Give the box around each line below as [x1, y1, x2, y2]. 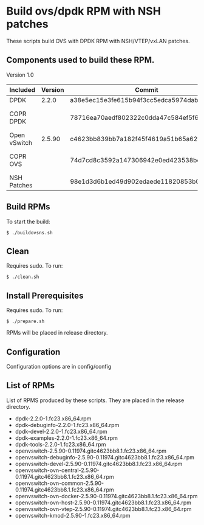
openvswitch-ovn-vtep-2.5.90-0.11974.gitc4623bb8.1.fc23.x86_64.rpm [15, 505, 192, 512]
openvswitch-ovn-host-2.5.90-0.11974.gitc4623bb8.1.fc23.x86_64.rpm [15, 499, 192, 506]
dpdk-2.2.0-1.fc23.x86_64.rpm [15, 415, 92, 422]
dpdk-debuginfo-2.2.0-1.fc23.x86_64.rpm [15, 421, 120, 428]
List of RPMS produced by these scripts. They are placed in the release [6, 397, 185, 404]
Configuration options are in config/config [6, 363, 112, 370]
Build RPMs [6, 202, 50, 212]
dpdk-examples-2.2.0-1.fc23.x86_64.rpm [15, 434, 118, 442]
